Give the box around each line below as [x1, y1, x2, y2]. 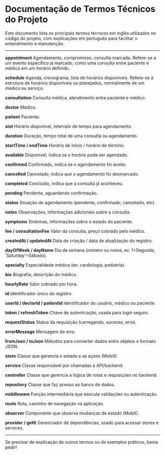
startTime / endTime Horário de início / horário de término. [5, 142, 125, 148]
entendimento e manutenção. [5, 40, 65, 46]
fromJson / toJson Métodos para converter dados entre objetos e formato [5, 338, 156, 344]
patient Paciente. [5, 114, 40, 120]
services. [5, 425, 24, 431]
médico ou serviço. [5, 85, 44, 91]
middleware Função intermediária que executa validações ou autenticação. [5, 391, 158, 397]
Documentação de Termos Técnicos [5, 3, 156, 15]
